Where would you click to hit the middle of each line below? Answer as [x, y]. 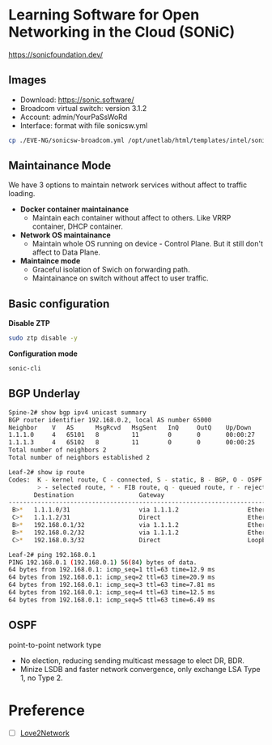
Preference [47, 710]
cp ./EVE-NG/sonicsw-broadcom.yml [67, 140]
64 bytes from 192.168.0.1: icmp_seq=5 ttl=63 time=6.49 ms [112, 600]
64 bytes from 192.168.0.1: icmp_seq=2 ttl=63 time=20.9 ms [112, 577]
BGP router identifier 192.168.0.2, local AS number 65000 [110, 420]
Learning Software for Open [104, 15]
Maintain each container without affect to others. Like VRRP [132, 218]
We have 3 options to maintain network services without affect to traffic [128, 185]
